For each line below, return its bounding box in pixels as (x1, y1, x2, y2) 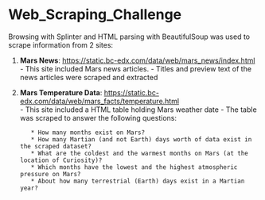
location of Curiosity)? (19, 156, 103, 164)
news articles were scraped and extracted (19, 72, 158, 82)
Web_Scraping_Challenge (8, 6, 182, 24)
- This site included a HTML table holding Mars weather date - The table (19, 105, 257, 114)
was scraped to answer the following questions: (19, 113, 177, 122)
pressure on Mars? (19, 170, 81, 178)
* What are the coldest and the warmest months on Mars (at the (30, 149, 248, 157)
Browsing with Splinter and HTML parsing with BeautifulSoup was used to (8, 32, 251, 41)
